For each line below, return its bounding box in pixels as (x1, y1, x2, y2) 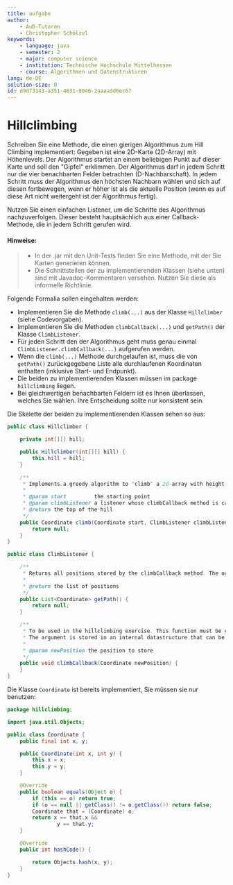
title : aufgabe (7, 10, 51, 17)
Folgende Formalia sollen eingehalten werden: (7, 294, 139, 303)
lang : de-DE (7, 74, 42, 82)
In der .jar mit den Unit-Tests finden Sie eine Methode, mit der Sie (34, 251, 222, 260)
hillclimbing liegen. (17, 382, 76, 390)
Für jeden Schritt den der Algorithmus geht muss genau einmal (17, 337, 197, 346)
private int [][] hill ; (19, 436, 85, 443)
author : (7, 17, 30, 24)
